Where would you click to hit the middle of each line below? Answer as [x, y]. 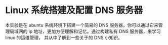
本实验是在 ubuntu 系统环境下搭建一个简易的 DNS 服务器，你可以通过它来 [82, 25]
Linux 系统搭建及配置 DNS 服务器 [74, 10]
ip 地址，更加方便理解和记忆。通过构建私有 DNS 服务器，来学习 [95, 31]
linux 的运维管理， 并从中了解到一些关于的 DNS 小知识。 [64, 37]
